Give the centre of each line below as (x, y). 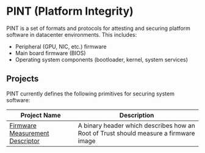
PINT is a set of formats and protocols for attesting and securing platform (99, 28)
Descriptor (25, 141)
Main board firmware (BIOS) (51, 53)
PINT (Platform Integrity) (70, 11)
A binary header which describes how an (136, 125)
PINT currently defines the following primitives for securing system (91, 94)
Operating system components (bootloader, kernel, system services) (101, 59)
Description (137, 115)
